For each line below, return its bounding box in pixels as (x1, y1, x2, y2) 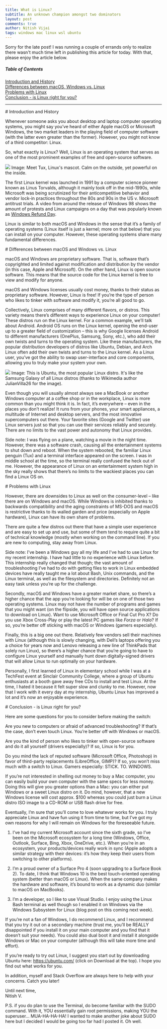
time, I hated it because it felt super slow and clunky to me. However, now (5, 684, 157, 689)
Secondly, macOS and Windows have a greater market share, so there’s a (5, 590, 156, 597)
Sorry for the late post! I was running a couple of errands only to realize (5, 44, 152, 50)
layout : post (5, 16, 32, 21)
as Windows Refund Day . (5, 211, 57, 217)
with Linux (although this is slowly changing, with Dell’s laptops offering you (5, 637, 161, 643)
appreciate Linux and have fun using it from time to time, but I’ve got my (5, 814, 153, 820)
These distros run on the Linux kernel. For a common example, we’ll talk (5, 317, 153, 323)
